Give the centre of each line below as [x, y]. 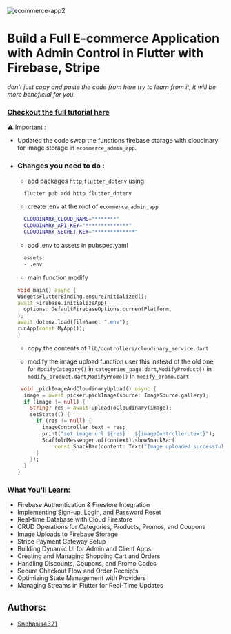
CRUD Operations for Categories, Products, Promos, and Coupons [111, 527]
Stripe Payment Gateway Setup [61, 542]
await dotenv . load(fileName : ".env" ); [73, 322]
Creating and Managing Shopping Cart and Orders [89, 556]
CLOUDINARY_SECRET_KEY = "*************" [81, 232]
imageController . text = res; [84, 428]
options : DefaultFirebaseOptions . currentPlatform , [98, 309]
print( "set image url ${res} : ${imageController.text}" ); [129, 434]
